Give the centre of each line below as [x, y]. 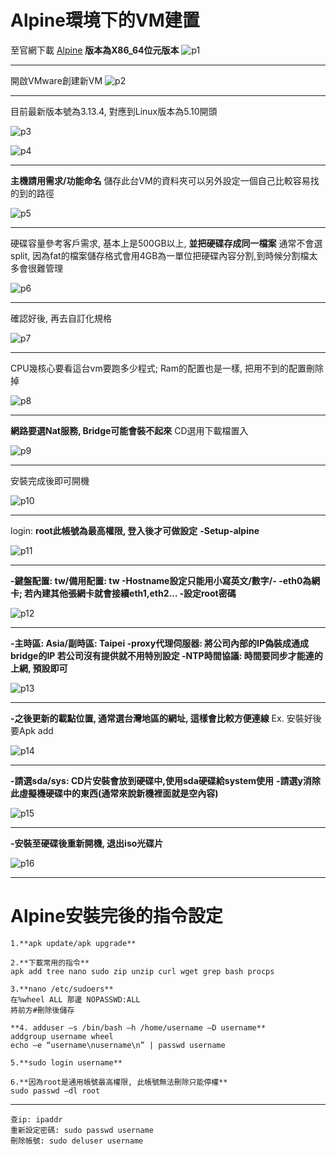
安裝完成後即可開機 [50, 480]
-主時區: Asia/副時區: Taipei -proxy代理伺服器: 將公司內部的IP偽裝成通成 [160, 643]
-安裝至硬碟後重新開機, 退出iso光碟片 [87, 843]
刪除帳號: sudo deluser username [77, 1141]
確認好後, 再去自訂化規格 [61, 318]
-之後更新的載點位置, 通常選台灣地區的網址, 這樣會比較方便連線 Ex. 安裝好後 [166, 718]
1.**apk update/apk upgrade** [73, 943]
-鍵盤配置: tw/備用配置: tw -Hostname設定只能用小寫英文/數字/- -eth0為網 [165, 580]
